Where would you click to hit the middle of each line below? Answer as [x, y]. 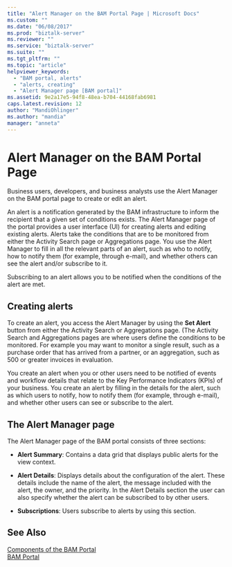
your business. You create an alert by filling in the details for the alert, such [114, 388]
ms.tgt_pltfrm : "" [34, 59]
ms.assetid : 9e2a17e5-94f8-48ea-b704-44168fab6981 [82, 98]
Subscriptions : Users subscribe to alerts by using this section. [106, 511]
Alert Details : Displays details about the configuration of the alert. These [121, 476]
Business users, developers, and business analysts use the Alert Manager [113, 191]
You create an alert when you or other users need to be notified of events [112, 373]
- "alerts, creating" [45, 85]
